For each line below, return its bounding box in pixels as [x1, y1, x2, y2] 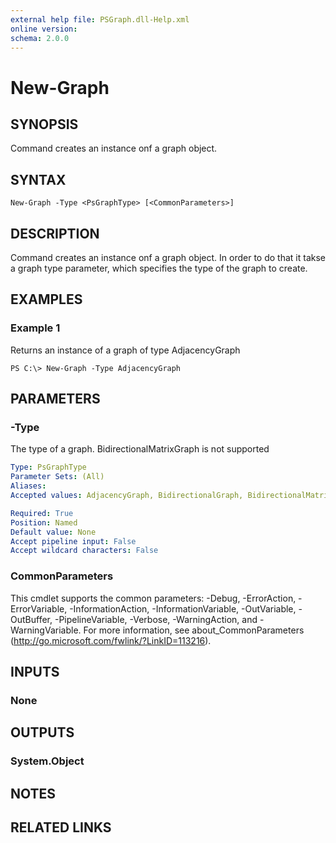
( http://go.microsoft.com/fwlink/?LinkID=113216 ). [10, 634, 212, 646]
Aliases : [10, 481, 47, 491]
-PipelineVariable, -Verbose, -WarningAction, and [54, 613, 258, 625]
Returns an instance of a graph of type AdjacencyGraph [10, 344, 241, 356]
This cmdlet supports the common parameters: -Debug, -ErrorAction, [10, 592, 297, 604]
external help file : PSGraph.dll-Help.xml [10, 14, 190, 25]
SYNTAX [10, 171, 67, 188]
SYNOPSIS [10, 116, 79, 133]
